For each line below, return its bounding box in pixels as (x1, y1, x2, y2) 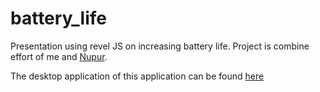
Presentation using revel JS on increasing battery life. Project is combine (10, 40, 310, 52)
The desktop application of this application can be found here (10, 70, 265, 82)
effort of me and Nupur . (10, 50, 108, 62)
